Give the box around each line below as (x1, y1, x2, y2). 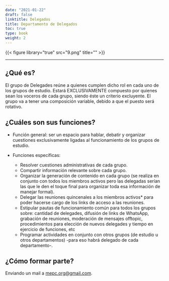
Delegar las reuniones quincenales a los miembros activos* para (20, 194, 153, 200)
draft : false (5, 12, 33, 17)
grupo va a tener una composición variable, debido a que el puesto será (5, 98, 154, 104)
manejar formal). (20, 189, 54, 195)
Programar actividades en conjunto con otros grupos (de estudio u (20, 232, 158, 238)
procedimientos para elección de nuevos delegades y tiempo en (20, 220, 153, 227)
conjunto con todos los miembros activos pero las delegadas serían (20, 178, 160, 184)
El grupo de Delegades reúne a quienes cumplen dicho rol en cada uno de (5, 82, 159, 88)
